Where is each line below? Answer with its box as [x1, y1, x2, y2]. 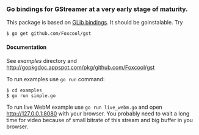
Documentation [6, 43, 47, 51]
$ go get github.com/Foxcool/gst [6, 31, 92, 37]
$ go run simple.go [6, 92, 56, 99]
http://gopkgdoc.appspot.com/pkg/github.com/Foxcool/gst [6, 64, 155, 71]
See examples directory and [6, 57, 78, 64]
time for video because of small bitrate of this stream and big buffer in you [6, 116, 194, 123]
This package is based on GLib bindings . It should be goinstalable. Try [6, 19, 183, 26]
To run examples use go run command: [6, 75, 105, 82]
